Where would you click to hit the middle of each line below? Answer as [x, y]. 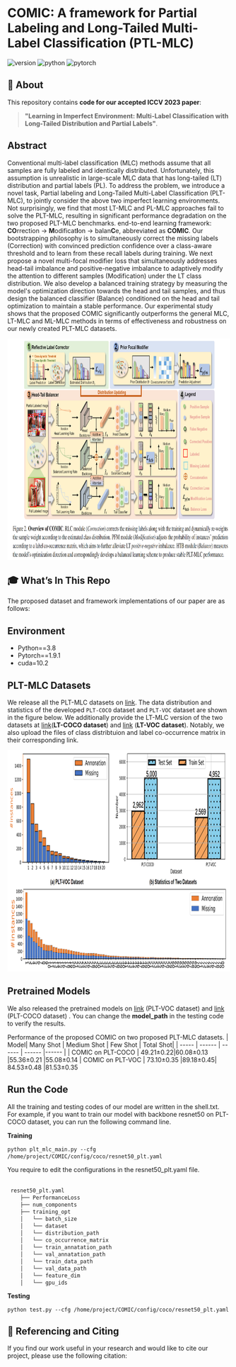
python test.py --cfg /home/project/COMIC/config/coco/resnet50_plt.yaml [118, 1310]
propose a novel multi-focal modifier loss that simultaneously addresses [112, 261]
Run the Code [38, 1090]
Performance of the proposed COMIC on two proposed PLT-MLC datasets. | [118, 1037]
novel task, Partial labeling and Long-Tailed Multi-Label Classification [108, 193]
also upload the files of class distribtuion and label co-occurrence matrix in [117, 732]
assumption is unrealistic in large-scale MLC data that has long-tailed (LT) [115, 178]
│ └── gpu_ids [44, 1283]
